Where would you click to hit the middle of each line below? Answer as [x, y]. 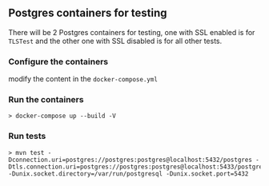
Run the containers [46, 100]
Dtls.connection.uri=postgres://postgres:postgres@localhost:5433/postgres [137, 167]
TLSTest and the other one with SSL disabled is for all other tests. [115, 41]
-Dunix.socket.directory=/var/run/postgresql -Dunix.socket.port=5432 [128, 174]
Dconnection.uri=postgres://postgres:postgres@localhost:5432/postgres [130, 160]
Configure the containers [58, 61]
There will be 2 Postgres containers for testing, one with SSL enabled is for [132, 32]
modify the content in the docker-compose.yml [83, 79]
